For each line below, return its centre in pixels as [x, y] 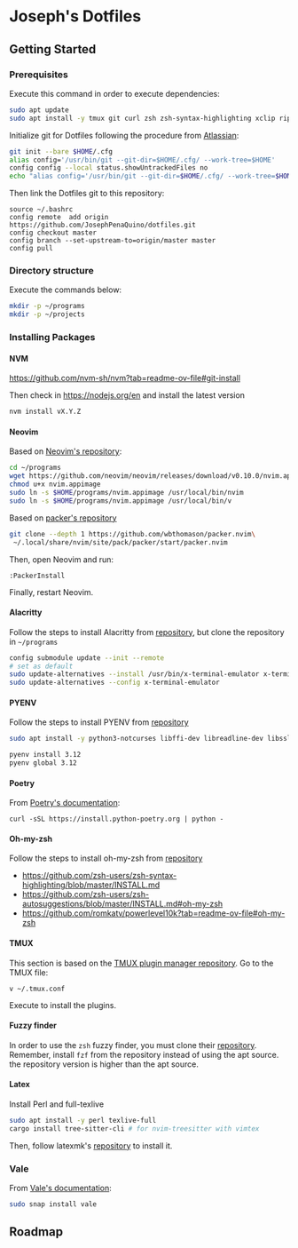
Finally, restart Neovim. [51, 592]
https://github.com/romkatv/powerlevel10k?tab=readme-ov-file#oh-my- [153, 913]
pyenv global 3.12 [43, 763]
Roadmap [36, 1232]
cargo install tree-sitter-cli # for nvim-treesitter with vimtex [134, 1129]
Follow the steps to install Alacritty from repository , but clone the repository [147, 632]
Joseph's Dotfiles [75, 16]
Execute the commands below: [66, 290]
